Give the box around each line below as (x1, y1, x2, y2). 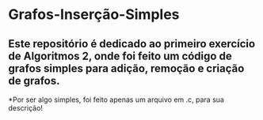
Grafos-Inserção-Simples (8, 6, 180, 24)
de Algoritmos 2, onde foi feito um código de (8, 49, 232, 62)
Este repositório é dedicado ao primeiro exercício (8, 37, 256, 51)
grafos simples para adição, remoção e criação (8, 62, 245, 75)
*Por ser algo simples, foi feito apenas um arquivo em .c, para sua (8, 95, 224, 104)
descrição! (8, 103, 44, 112)
